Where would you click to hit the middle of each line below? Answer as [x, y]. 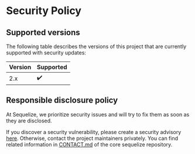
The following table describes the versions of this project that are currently [96, 46]
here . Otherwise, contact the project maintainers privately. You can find [92, 138]
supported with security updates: [46, 53]
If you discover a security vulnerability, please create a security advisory [94, 132]
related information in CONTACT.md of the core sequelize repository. [89, 144]
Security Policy [44, 11]
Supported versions [43, 32]
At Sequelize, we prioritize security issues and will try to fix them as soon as [98, 114]
